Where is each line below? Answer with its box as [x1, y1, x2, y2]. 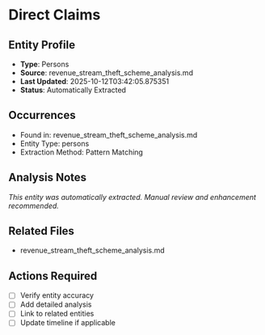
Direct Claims [8, 6, 101, 24]
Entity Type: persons [19, 138, 90, 148]
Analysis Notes [8, 171, 87, 184]
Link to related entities [19, 309, 95, 319]
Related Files [8, 224, 75, 238]
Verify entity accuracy [19, 290, 95, 300]
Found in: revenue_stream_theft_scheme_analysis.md [19, 129, 198, 139]
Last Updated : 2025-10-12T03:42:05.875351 [19, 77, 170, 86]
